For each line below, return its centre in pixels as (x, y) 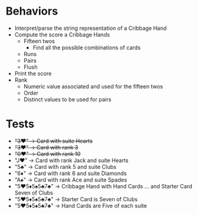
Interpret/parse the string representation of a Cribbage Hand (90, 28)
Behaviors (32, 11)
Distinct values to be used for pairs (67, 99)
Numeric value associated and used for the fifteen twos (93, 86)
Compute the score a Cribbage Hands (62, 34)
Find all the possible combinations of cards (87, 48)
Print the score (33, 73)
